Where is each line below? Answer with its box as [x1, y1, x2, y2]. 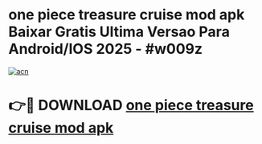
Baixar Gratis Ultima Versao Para [8, 23, 231, 41]
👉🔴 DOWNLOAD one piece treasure [8, 97, 255, 114]
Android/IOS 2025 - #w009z [8, 40, 203, 58]
